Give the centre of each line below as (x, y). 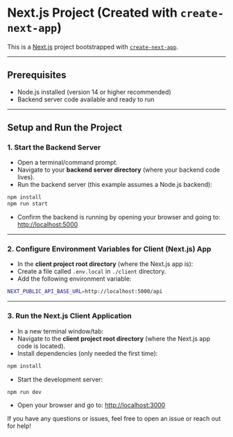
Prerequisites (37, 75)
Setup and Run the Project (65, 127)
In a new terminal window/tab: (60, 331)
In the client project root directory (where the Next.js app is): (105, 264)
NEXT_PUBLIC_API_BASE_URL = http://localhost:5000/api (85, 292)
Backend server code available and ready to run (86, 99)
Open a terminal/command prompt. (67, 163)
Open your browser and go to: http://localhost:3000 (91, 405)
